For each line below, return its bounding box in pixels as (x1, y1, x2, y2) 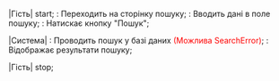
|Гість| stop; (8, 62, 55, 72)
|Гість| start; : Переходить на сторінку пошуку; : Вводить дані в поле (8, 9, 271, 19)
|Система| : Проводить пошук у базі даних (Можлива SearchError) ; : (8, 36, 269, 45)
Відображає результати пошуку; (8, 45, 133, 55)
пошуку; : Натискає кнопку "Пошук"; (8, 18, 150, 28)
